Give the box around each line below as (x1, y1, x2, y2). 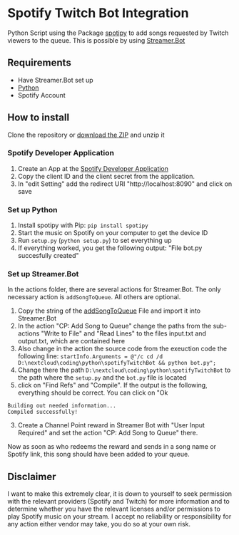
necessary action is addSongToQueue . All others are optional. (7, 293, 181, 301)
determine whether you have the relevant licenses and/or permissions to (7, 504, 221, 514)
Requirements (7, 57, 71, 69)
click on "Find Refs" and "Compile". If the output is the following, (17, 381, 208, 390)
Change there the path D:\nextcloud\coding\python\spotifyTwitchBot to (17, 365, 231, 375)
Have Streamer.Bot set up (17, 76, 94, 84)
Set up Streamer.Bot (7, 269, 79, 279)
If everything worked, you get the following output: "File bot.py (17, 244, 203, 252)
